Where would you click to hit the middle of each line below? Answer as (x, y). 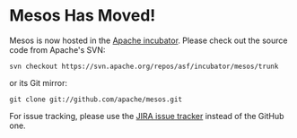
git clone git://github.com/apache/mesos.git (96, 99)
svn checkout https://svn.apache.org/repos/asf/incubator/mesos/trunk (144, 66)
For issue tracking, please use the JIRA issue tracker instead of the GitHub (147, 116)
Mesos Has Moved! (83, 16)
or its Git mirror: (38, 82)
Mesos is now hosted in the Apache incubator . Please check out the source (148, 40)
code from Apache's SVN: (57, 49)
